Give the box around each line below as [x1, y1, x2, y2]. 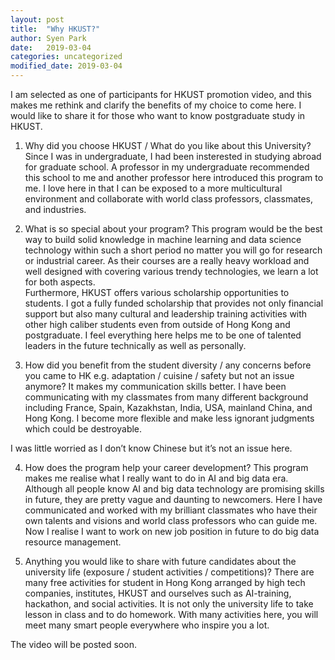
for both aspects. [24, 276, 96, 288]
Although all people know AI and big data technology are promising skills [24, 483, 325, 495]
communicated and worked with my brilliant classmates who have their [24, 504, 318, 516]
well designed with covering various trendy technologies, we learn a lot [24, 266, 319, 277]
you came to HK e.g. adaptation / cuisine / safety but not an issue [24, 370, 295, 381]
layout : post [10, 14, 65, 25]
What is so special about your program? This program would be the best [24, 223, 323, 235]
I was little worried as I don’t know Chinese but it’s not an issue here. [10, 442, 293, 454]
